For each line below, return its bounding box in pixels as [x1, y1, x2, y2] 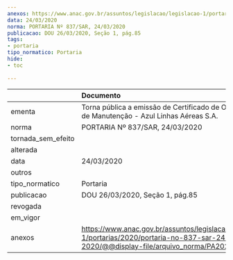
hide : [7, 56, 23, 63]
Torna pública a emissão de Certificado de [81, 102, 220, 112]
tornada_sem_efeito [10, 133, 75, 143]
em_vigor [10, 213, 40, 222]
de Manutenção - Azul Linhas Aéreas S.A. [81, 111, 218, 120]
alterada [10, 145, 38, 154]
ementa [10, 106, 36, 116]
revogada [10, 201, 42, 211]
